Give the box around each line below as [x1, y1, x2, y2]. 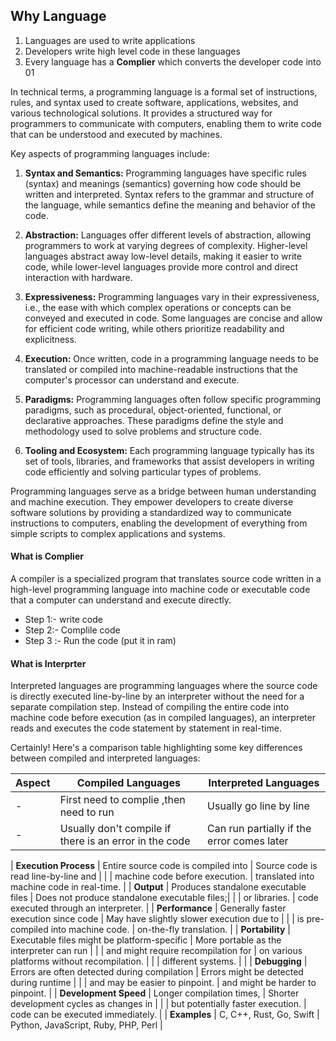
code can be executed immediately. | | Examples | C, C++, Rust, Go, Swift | [10, 1009, 320, 1021]
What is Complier [10, 550, 84, 563]
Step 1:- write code [24, 614, 103, 626]
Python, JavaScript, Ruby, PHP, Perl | [10, 1019, 163, 1031]
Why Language [10, 8, 107, 25]
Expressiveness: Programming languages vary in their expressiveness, [24, 290, 320, 303]
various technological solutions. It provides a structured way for [10, 107, 273, 119]
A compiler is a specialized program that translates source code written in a [10, 573, 322, 585]
